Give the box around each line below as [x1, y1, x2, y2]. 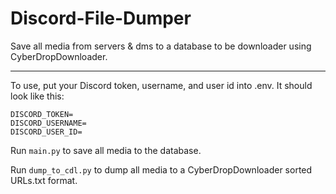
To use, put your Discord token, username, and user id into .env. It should [10, 79, 313, 91]
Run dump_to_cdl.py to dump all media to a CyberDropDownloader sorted [10, 163, 313, 176]
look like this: [10, 90, 65, 102]
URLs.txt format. [10, 174, 78, 186]
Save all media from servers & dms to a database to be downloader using [10, 40, 312, 52]
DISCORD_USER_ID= [10, 127, 83, 137]
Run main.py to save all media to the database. [10, 144, 202, 156]
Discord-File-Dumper [10, 7, 192, 30]
